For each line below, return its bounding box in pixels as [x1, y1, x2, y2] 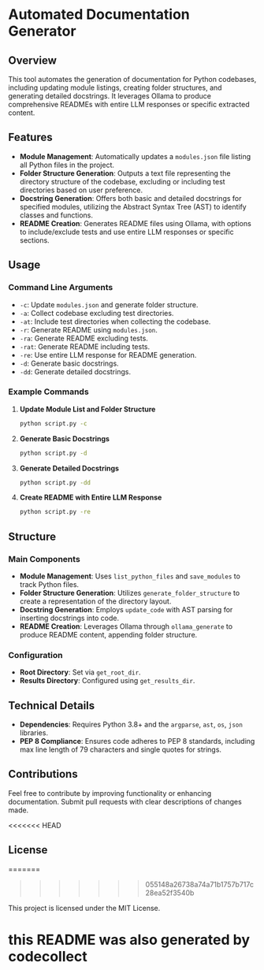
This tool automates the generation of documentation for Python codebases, [8, 75, 257, 84]
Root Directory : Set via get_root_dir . [19, 667, 141, 677]
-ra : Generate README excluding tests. [19, 333, 148, 343]
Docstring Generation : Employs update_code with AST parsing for [19, 604, 233, 614]
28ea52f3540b [145, 888, 195, 898]
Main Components [8, 553, 80, 564]
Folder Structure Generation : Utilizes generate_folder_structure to [19, 588, 240, 597]
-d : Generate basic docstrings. [19, 359, 120, 368]
